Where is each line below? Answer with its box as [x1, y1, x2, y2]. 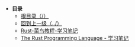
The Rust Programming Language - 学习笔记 [20, 35, 129, 41]
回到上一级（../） [20, 20, 62, 26]
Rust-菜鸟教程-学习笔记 [20, 27, 78, 34]
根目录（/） [20, 12, 49, 19]
